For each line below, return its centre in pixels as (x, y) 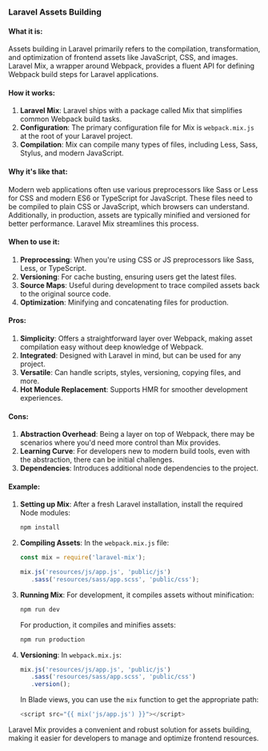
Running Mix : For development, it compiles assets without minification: (137, 595)
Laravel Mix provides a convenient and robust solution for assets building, (130, 730)
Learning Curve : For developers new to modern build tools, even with (135, 451)
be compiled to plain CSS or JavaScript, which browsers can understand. (129, 206)
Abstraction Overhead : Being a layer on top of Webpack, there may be (137, 434)
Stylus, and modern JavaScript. (72, 153)
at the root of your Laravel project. (76, 136)
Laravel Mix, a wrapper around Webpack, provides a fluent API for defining (131, 66)
